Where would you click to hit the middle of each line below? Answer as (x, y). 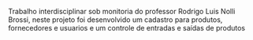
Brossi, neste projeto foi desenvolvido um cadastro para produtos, (115, 20)
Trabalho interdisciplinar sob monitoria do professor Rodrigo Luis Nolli (122, 11)
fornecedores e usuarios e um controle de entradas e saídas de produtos (127, 28)
